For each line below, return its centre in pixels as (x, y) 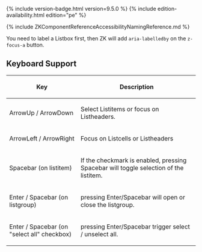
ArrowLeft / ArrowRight (42, 138)
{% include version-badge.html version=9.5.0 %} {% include (81, 9)
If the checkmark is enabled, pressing (133, 160)
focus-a (16, 45)
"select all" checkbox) (41, 234)
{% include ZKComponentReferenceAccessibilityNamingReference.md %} (98, 27)
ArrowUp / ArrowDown (41, 113)
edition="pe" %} (66, 15)
